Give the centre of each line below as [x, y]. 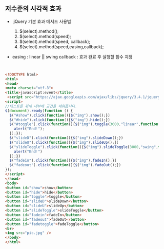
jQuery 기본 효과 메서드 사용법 [42, 21]
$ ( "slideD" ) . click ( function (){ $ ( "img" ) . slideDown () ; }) [66, 138]
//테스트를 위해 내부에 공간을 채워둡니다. [41, 106]
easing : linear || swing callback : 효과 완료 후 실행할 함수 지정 [72, 57]
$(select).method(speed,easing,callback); [61, 47]
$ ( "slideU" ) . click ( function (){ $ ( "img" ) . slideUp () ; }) [64, 142]
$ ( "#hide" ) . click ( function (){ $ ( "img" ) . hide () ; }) [60, 120]
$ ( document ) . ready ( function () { [39, 111]
